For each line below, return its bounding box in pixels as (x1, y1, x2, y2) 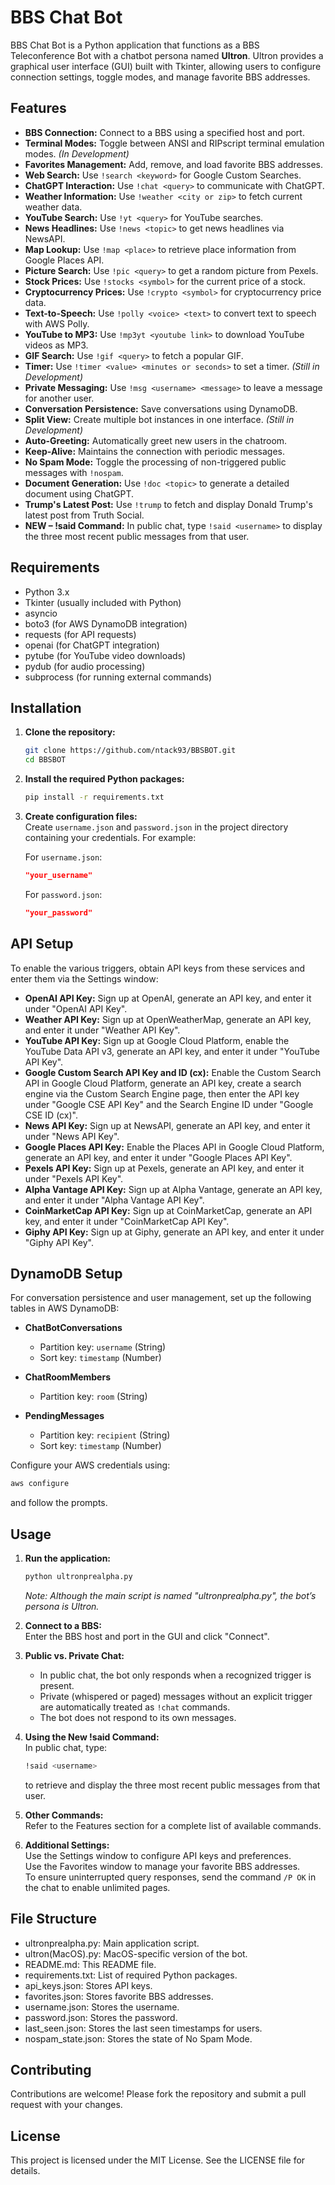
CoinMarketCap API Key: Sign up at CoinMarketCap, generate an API (24, 1204, 313, 1216)
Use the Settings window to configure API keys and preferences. (24, 1849, 292, 1861)
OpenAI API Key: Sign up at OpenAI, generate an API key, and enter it (24, 992, 312, 1004)
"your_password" (24, 907, 93, 918)
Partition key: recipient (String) (39, 1429, 171, 1441)
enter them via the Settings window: (10, 972, 159, 985)
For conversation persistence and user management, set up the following (10, 1292, 312, 1304)
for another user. (24, 392, 95, 404)
